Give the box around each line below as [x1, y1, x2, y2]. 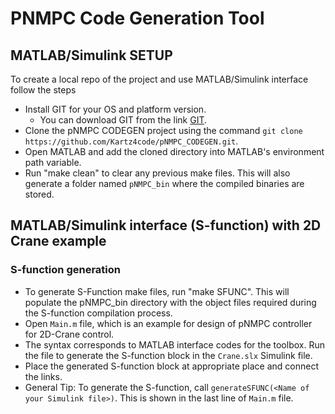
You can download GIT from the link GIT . [39, 114, 208, 126]
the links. [24, 370, 63, 382]
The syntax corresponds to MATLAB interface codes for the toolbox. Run [24, 338, 325, 351]
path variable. [24, 157, 82, 168]
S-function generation [10, 263, 121, 277]
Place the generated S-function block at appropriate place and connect [24, 360, 320, 372]
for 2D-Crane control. [24, 328, 115, 340]
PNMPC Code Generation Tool [10, 7, 265, 30]
